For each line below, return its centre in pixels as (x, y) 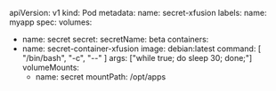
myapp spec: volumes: (51, 22)
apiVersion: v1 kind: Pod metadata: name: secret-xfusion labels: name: (138, 13)
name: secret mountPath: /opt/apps (101, 77)
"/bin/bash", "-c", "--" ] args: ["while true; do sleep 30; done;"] (137, 58)
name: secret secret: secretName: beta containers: (115, 39)
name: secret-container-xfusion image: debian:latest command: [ (141, 49)
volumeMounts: (51, 67)
